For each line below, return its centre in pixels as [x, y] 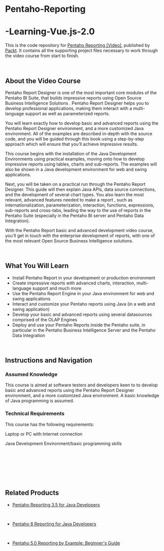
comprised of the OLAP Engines [45, 319]
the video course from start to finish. [42, 56]
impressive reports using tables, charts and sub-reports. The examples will [81, 164]
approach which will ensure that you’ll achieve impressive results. [72, 144]
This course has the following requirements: [50, 424]
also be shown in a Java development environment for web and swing [76, 169]
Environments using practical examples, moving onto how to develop [75, 159]
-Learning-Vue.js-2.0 [50, 32]
